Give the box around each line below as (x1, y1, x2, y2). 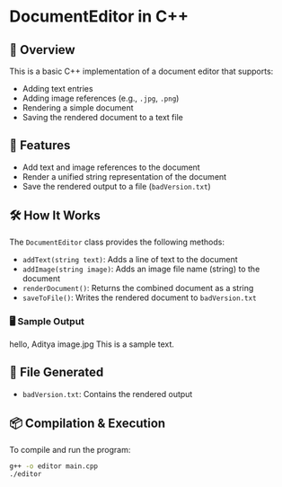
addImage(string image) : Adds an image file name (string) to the (22, 263, 260, 274)
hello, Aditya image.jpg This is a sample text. (9, 339, 175, 350)
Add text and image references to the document (22, 162, 200, 173)
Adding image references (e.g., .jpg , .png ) (22, 93, 180, 103)
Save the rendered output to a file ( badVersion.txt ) (22, 181, 211, 191)
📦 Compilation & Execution (9, 416, 166, 431)
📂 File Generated (9, 365, 104, 380)
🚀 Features (9, 137, 71, 154)
